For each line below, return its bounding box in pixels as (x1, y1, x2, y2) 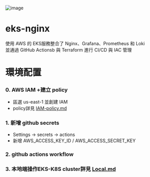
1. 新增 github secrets (5, 120, 60, 127)
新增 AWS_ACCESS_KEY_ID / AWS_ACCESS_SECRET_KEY (12, 137, 136, 144)
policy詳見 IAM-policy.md (12, 105, 67, 111)
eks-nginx (5, 23, 50, 34)
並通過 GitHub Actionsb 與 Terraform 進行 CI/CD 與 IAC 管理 (5, 47, 132, 53)
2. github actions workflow (5, 150, 74, 158)
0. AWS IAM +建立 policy (5, 86, 68, 93)
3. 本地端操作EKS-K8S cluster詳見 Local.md (5, 165, 116, 172)
